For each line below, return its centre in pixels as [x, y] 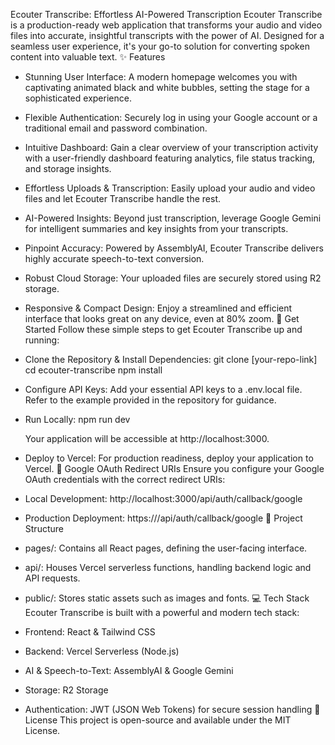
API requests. [52, 578]
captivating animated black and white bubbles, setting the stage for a [167, 87]
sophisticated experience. [78, 98]
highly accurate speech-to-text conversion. [114, 258]
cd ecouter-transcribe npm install [93, 370]
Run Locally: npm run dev [77, 419]
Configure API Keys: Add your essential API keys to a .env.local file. [163, 389]
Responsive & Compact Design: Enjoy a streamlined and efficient [158, 308]
